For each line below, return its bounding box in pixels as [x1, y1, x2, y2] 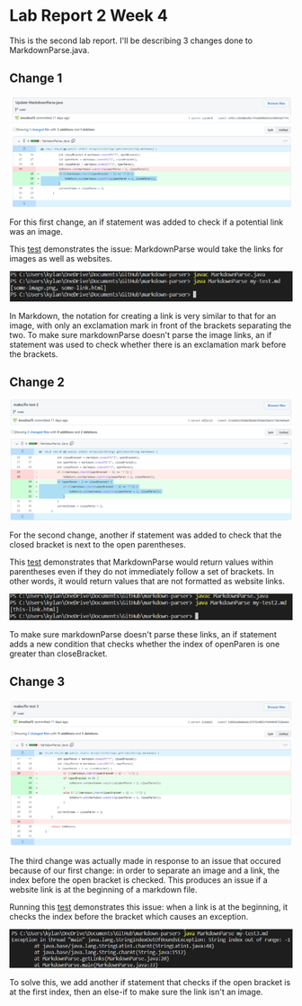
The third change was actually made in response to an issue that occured [9, 856, 281, 867]
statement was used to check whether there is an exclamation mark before [9, 339, 287, 350]
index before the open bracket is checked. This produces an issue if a [9, 875, 268, 886]
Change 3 [9, 674, 66, 690]
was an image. [9, 227, 64, 237]
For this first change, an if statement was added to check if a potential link [9, 217, 284, 227]
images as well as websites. [9, 254, 112, 264]
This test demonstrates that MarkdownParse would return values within [9, 556, 274, 567]
